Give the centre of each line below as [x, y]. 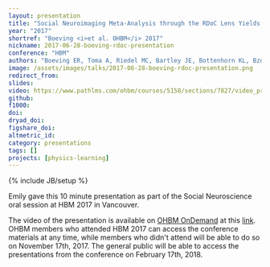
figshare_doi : [32, 128]
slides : [21, 83]
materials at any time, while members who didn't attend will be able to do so [134, 237]
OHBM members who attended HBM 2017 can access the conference [123, 229]
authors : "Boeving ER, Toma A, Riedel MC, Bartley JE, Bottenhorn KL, [129, 61]
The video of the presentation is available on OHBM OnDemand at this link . [132, 220]
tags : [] [23, 150]
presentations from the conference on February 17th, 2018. [106, 255]
